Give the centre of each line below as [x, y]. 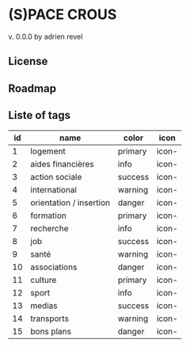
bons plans [51, 331]
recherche [49, 228]
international [54, 189]
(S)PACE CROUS [63, 15]
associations [54, 267]
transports [50, 318]
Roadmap [32, 88]
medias [44, 305]
